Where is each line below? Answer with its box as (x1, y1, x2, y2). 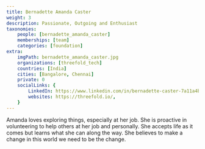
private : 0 (17, 77, 45, 83)
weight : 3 (6, 15, 32, 21)
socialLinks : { (17, 83, 56, 89)
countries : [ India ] (17, 65, 67, 72)
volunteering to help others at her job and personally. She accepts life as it (6, 122, 193, 130)
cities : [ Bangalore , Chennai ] (17, 71, 95, 77)
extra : (6, 49, 23, 55)
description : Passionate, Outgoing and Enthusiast (6, 20, 138, 26)
